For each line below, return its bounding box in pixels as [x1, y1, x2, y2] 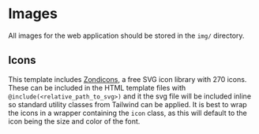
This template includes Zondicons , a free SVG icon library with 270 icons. [8, 74, 247, 84]
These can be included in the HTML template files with [8, 83, 186, 92]
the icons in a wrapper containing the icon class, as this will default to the [8, 108, 247, 117]
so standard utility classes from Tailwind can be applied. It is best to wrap [8, 99, 247, 109]
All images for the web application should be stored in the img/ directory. [8, 31, 245, 40]
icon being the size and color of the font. [8, 116, 141, 126]
